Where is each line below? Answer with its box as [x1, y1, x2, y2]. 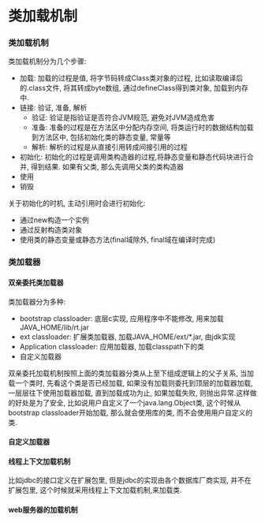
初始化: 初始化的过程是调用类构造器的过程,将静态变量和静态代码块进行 [19, 152, 247, 162]
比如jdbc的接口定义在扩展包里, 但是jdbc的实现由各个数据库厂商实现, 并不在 [8, 475, 252, 485]
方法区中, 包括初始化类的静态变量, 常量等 [38, 132, 171, 142]
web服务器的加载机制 [8, 505, 78, 514]
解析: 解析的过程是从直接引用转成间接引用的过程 [31, 143, 188, 152]
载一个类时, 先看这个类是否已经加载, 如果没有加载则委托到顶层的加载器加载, [8, 378, 253, 387]
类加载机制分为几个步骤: [8, 57, 87, 66]
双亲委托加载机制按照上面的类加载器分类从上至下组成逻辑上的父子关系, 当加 [8, 368, 254, 378]
